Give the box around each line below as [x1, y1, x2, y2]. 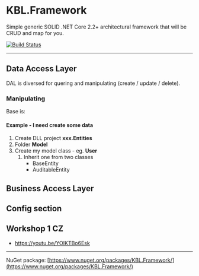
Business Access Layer [6, 183, 94, 193]
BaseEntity [32, 160, 59, 167]
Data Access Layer [6, 64, 77, 74]
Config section [6, 204, 62, 214]
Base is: [6, 108, 25, 115]
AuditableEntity [32, 166, 70, 173]
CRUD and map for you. [6, 29, 64, 36]
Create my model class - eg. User [14, 147, 98, 154]
